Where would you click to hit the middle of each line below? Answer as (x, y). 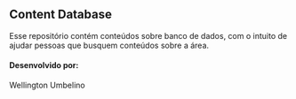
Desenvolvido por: (44, 65)
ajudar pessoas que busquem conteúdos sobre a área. (109, 45)
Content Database (61, 15)
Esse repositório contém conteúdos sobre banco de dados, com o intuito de (148, 35)
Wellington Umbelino (48, 85)
